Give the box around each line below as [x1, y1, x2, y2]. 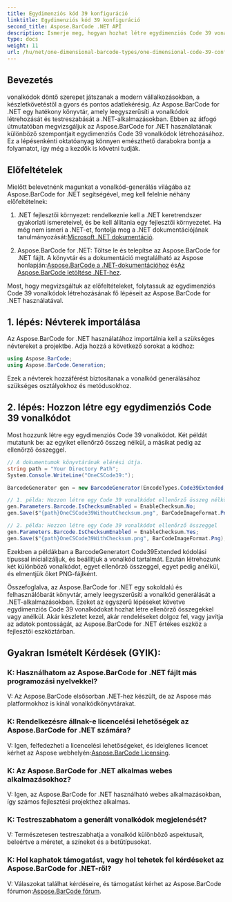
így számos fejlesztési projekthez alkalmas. [7, 797, 130, 806]
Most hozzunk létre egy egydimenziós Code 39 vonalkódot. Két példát [7, 430, 207, 439]
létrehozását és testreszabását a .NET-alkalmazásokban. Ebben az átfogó [7, 115, 217, 123]
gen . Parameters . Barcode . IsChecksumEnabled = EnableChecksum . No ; [7, 503, 196, 510]
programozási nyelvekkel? [7, 676, 98, 685]
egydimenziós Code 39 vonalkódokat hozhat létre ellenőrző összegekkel [7, 605, 214, 613]
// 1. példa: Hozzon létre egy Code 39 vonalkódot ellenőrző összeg [7, 497, 209, 504]
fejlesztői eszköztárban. [7, 627, 75, 635]
